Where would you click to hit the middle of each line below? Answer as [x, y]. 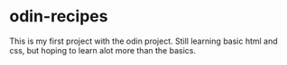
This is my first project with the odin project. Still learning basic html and [143, 41]
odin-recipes [59, 16]
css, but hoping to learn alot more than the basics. [103, 50]
